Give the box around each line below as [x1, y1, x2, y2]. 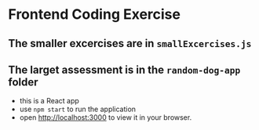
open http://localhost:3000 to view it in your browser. [19, 113, 192, 122]
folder [8, 75, 38, 88]
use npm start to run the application [19, 104, 136, 114]
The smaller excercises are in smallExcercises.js [8, 37, 252, 50]
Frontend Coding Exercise [8, 5, 181, 23]
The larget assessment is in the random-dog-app [8, 63, 241, 76]
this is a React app [19, 96, 80, 106]
